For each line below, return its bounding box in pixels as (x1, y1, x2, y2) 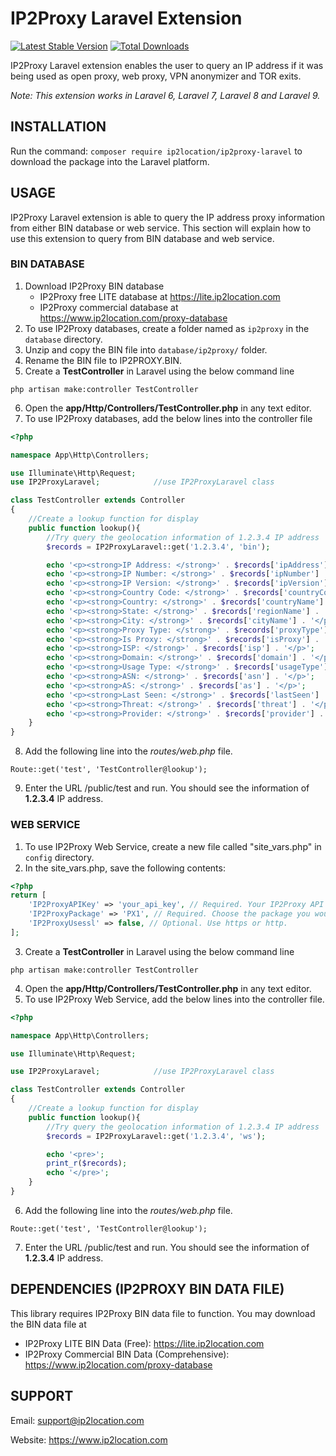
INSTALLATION (10, 118, 107, 136)
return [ (10, 890, 47, 901)
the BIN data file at (10, 1318, 87, 1330)
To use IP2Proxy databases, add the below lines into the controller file (24, 412, 313, 424)
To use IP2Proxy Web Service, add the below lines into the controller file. (24, 993, 325, 1005)
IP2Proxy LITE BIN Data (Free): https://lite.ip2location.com (24, 1337, 265, 1349)
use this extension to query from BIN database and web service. (10, 232, 275, 244)
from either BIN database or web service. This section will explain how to (10, 222, 312, 234)
